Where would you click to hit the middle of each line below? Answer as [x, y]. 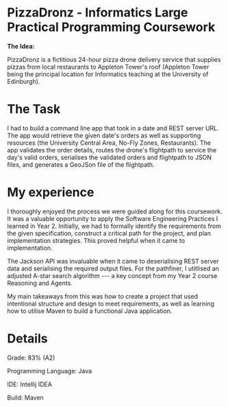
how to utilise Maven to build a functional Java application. [90, 311]
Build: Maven [26, 397]
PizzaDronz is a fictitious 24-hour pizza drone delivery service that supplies [114, 59]
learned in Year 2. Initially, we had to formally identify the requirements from [114, 226]
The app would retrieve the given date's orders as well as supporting [104, 135]
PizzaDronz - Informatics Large [98, 13]
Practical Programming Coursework [111, 27]
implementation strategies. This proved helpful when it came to [96, 240]
